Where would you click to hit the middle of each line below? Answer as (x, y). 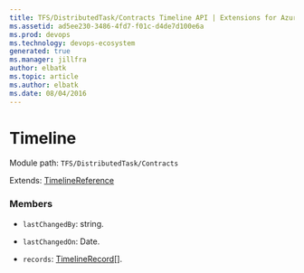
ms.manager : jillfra (48, 60)
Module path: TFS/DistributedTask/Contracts (94, 163)
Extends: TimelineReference (62, 181)
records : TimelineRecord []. (72, 259)
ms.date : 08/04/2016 (48, 93)
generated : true (40, 52)
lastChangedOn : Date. (61, 241)
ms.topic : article (44, 77)
